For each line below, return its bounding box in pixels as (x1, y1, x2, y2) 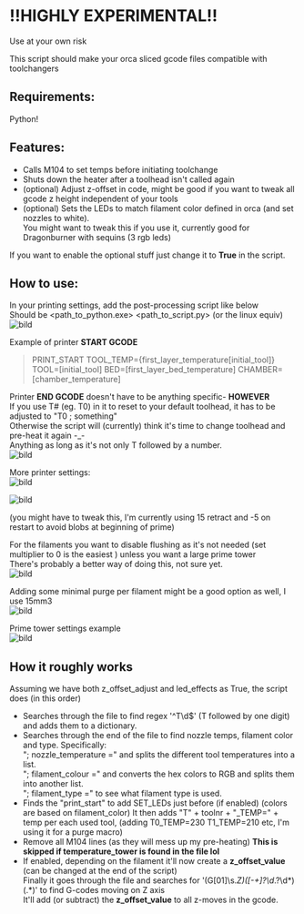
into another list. (22, 778, 84, 789)
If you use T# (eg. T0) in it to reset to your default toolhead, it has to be (9, 401, 276, 412)
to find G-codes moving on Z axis (39, 885, 166, 896)
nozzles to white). (22, 212, 90, 223)
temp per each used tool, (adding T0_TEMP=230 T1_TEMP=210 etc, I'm (22, 817, 289, 828)
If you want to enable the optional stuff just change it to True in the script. (9, 249, 286, 260)
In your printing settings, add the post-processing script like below (9, 300, 259, 310)
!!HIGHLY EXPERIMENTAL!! (9, 5, 218, 26)
